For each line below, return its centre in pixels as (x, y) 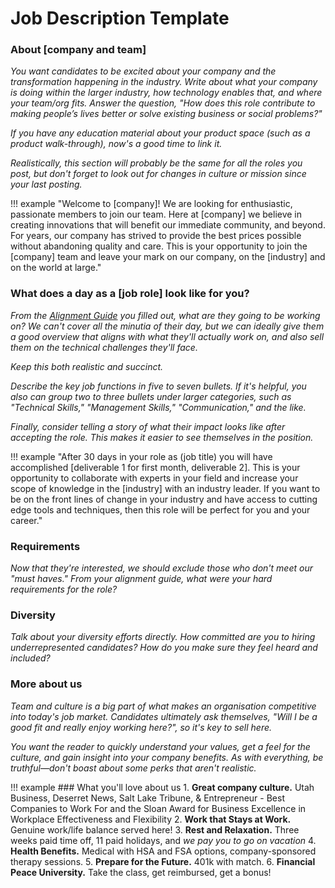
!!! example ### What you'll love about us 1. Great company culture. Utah (162, 787)
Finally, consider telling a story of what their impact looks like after (148, 426)
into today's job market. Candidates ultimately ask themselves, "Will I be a (164, 716)
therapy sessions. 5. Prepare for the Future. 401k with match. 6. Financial (163, 861)
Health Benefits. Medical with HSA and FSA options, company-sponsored (163, 851)
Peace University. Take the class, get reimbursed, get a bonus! (141, 872)
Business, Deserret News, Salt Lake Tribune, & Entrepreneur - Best (147, 798)
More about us (46, 684)
